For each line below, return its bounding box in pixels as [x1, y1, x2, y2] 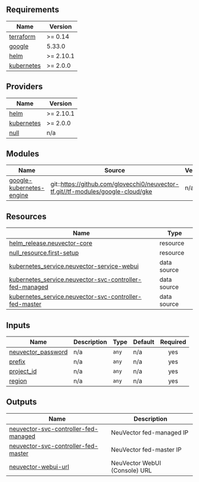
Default [133, 338, 155, 346]
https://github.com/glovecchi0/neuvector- [60, 180, 179, 188]
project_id [9, 367, 37, 376]
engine [9, 191, 28, 200]
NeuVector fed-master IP [111, 445, 182, 453]
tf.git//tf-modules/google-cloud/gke [50, 187, 153, 196]
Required [159, 338, 187, 346]
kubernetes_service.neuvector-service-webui [9, 262, 139, 270]
